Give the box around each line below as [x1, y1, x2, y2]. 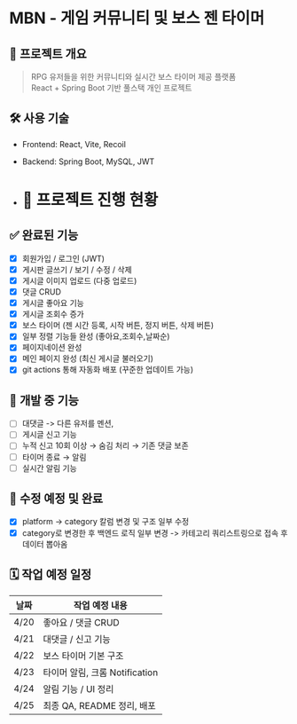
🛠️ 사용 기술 [9, 111, 69, 126]
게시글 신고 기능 [21, 429, 77, 440]
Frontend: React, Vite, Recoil [21, 138, 127, 149]
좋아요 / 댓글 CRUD [43, 617, 120, 629]
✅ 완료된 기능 [9, 228, 79, 243]
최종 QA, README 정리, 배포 [43, 700, 157, 712]
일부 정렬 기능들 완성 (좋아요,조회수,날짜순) [21, 331, 170, 342]
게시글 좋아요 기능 [21, 298, 84, 309]
